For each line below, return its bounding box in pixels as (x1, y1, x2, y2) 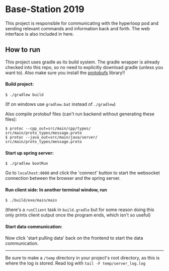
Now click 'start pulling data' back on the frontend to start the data (5, 235, 143, 241)
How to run (5, 45, 41, 54)
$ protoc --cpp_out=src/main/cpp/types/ (5, 126, 92, 131)
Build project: (5, 81, 34, 87)
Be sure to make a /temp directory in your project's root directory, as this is (5, 254, 160, 260)
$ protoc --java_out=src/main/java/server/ (5, 134, 98, 140)
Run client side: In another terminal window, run (5, 186, 107, 192)
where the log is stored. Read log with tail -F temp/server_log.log (5, 260, 146, 266)
